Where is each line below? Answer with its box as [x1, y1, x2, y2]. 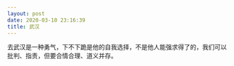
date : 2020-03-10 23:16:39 [7, 17, 86, 24]
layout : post [7, 10, 45, 17]
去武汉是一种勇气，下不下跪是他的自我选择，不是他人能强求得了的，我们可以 [7, 43, 227, 51]
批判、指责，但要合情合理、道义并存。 [7, 51, 117, 60]
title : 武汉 [7, 23, 40, 30]
